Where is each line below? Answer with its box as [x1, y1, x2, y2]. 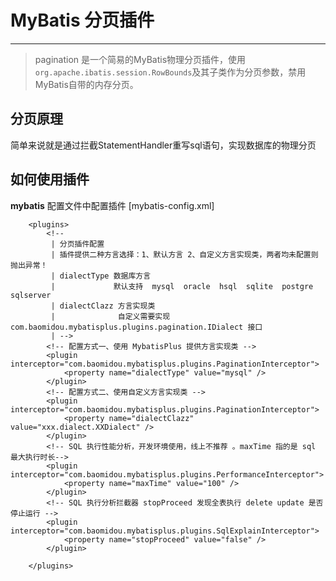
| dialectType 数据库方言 [50, 271, 152, 281]
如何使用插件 [10, 171, 90, 188]
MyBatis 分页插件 [10, 9, 155, 32]
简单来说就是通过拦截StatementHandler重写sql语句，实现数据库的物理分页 [10, 139, 317, 151]
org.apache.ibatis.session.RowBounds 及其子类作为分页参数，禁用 [34, 66, 307, 78]
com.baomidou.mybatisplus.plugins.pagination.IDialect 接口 [10, 322, 263, 332]
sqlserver [10, 290, 52, 300]
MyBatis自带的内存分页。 [34, 78, 139, 90]
